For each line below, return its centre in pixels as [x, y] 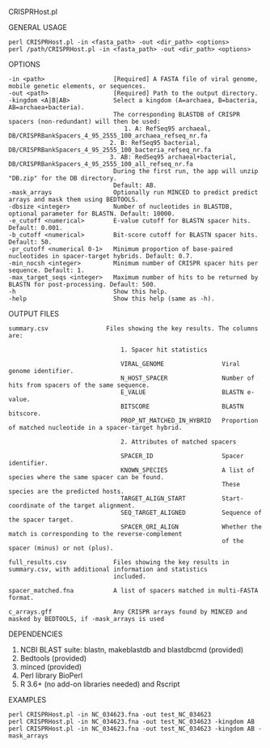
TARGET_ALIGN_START [153, 499]
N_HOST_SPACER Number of [187, 378]
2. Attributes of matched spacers [178, 442]
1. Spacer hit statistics [164, 350]
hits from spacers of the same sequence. [79, 385]
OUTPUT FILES [34, 314]
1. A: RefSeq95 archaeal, [168, 129]
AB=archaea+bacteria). [46, 108]
